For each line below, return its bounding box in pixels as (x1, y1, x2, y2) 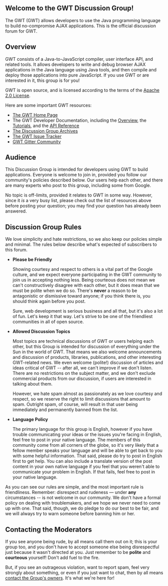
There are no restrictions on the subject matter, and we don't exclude (12, 370, 155, 376)
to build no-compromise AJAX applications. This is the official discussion (5, 23, 156, 29)
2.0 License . (5, 92, 31, 99)
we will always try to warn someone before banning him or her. (5, 511, 135, 517)
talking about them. (12, 381, 53, 387)
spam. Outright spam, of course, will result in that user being (12, 402, 138, 408)
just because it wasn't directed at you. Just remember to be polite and (5, 549, 151, 555)
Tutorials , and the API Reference (12, 123, 79, 129)
